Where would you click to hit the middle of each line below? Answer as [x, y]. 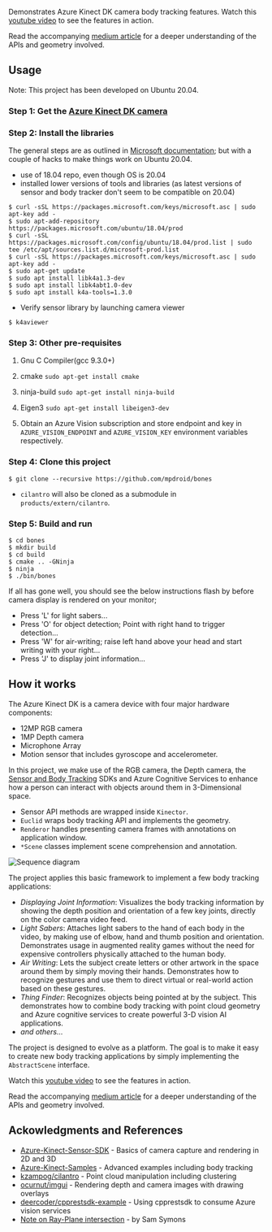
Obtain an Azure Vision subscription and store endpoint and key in [131, 424]
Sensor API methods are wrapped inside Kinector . [104, 812]
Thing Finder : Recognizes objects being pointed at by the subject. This [138, 997]
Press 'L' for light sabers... [64, 615]
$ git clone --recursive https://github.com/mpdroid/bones [110, 479]
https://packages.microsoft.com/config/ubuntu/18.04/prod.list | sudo [130, 243]
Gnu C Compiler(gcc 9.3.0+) [67, 360]
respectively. [41, 441]
